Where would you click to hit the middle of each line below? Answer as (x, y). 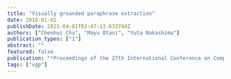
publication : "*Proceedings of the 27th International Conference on (109, 58)
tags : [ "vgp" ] (27, 65)
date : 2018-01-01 (32, 20)
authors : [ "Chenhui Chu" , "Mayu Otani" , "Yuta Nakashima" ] (93, 33)
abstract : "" (26, 45)
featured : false (30, 52)
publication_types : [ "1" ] (44, 39)
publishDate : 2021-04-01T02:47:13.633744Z (69, 26)
